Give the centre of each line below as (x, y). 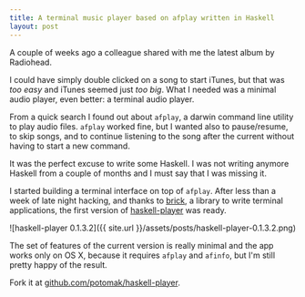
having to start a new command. (70, 146)
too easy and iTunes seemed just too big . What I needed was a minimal (143, 89)
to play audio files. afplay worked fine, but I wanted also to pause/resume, (149, 126)
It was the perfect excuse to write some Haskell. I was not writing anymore (149, 163)
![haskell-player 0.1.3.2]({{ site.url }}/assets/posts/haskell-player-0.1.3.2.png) (152, 228)
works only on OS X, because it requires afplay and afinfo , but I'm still (142, 255)
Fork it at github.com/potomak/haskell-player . (95, 282)
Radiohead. (31, 62)
